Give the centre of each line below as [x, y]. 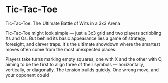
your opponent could [27, 75]
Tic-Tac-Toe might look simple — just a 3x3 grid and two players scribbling [83, 33]
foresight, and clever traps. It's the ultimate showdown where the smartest [83, 44]
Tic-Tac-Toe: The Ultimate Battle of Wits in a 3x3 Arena [63, 23]
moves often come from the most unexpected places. [61, 49]
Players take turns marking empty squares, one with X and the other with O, [84, 59]
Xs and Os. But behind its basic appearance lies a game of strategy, [76, 38]
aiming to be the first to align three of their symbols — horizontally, [75, 64]
